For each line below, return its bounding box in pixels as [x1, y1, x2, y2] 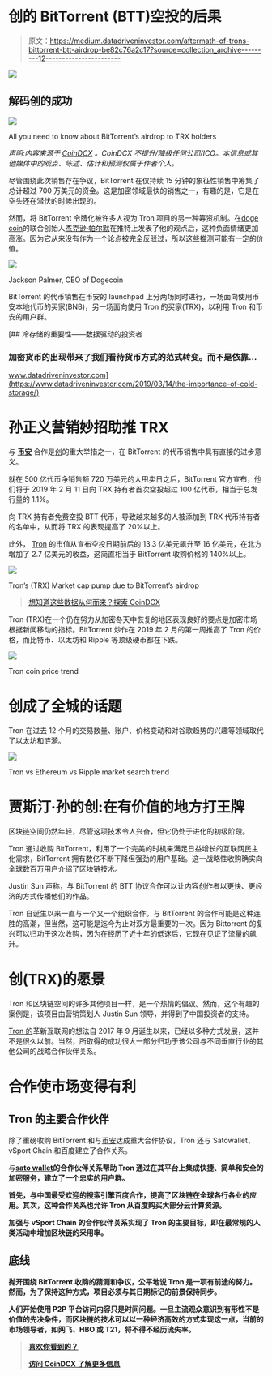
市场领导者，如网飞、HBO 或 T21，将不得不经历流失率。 [8, 1324, 196, 1334]
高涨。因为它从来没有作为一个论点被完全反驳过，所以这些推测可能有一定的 [8, 233, 257, 243]
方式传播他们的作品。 [22, 891, 94, 901]
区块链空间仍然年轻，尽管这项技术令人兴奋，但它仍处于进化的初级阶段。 [8, 826, 249, 836]
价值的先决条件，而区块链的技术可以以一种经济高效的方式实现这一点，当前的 [8, 1314, 264, 1324]
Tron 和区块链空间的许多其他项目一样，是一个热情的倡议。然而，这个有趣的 [8, 998, 260, 1008]
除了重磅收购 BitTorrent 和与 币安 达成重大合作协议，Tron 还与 [8, 1135, 212, 1145]
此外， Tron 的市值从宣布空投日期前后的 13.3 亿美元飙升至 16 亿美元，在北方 [8, 538, 262, 548]
